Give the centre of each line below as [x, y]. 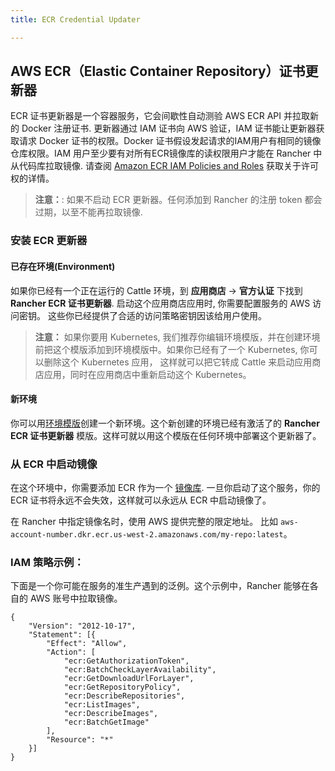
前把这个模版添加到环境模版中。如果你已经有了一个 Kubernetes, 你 [172, 349]
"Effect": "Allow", [87, 644]
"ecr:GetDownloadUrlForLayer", [129, 679]
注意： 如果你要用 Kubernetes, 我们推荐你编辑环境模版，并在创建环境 [177, 337]
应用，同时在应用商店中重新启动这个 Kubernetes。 [147, 374]
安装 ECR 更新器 [49, 241]
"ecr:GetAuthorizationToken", [126, 661]
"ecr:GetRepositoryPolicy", [122, 687]
